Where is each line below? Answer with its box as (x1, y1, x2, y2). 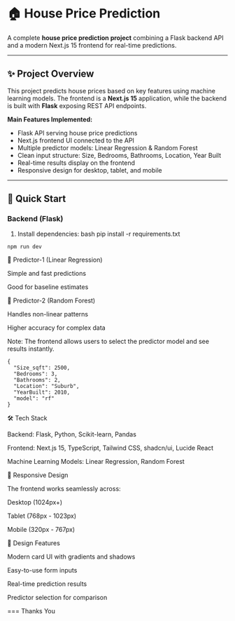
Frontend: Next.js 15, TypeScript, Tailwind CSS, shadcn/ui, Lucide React (7, 443, 214, 453)
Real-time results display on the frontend (17, 159, 135, 167)
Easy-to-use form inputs (7, 566, 78, 575)
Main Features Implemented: (7, 115, 93, 123)
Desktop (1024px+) (7, 498, 63, 507)
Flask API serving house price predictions (17, 128, 138, 137)
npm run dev (7, 243, 42, 251)
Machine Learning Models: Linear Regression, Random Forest (7, 458, 185, 466)
